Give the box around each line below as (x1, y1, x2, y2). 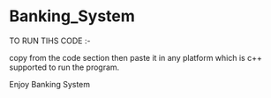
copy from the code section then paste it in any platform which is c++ (9, 52, 262, 63)
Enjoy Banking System (9, 79, 91, 89)
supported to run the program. (9, 62, 120, 72)
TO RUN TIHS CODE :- (9, 35, 91, 46)
